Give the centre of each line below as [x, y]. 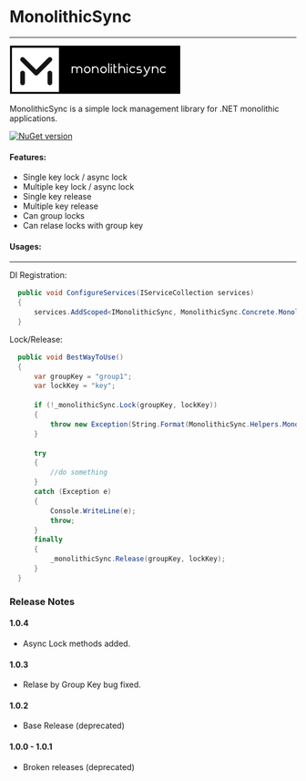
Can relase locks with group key [83, 226]
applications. [33, 118]
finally [48, 540]
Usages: [25, 246]
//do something [78, 473]
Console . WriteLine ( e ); [93, 511]
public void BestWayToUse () [71, 357]
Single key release [57, 197]
